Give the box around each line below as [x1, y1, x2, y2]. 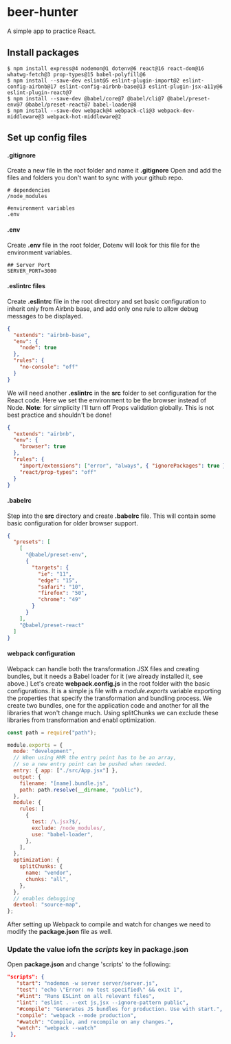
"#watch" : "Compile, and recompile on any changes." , [16, 1019, 174, 1025]
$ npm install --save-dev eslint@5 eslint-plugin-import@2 [7, 77, 180, 84]
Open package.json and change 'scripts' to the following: [7, 960, 171, 968]
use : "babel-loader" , [32, 831, 94, 838]
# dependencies [7, 187, 51, 194]
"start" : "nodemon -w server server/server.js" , [16, 980, 158, 987]
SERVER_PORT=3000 [7, 268, 57, 274]
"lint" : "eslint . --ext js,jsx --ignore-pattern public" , [16, 999, 189, 1006]
